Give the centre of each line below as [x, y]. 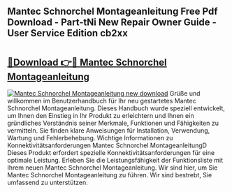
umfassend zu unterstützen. [48, 182]
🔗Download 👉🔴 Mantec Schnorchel [87, 62]
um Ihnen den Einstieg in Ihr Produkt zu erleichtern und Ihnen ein [101, 116]
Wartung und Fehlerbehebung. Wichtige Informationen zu [90, 138]
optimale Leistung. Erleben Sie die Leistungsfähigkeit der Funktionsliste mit [115, 160]
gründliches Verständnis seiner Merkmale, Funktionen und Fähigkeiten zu [113, 123]
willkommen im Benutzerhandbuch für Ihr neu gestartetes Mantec [102, 101]
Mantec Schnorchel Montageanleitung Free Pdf [113, 12]
